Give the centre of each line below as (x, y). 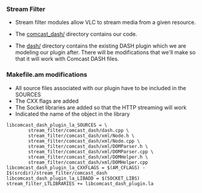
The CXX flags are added (47, 101)
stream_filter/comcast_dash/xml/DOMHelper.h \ (88, 157)
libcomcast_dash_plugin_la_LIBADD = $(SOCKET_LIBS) (73, 178)
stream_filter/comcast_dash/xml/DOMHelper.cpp (88, 162)
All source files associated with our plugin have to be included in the (101, 88)
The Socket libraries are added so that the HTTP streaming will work (101, 107)
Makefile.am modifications (47, 75)
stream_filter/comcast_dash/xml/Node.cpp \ (84, 141)
